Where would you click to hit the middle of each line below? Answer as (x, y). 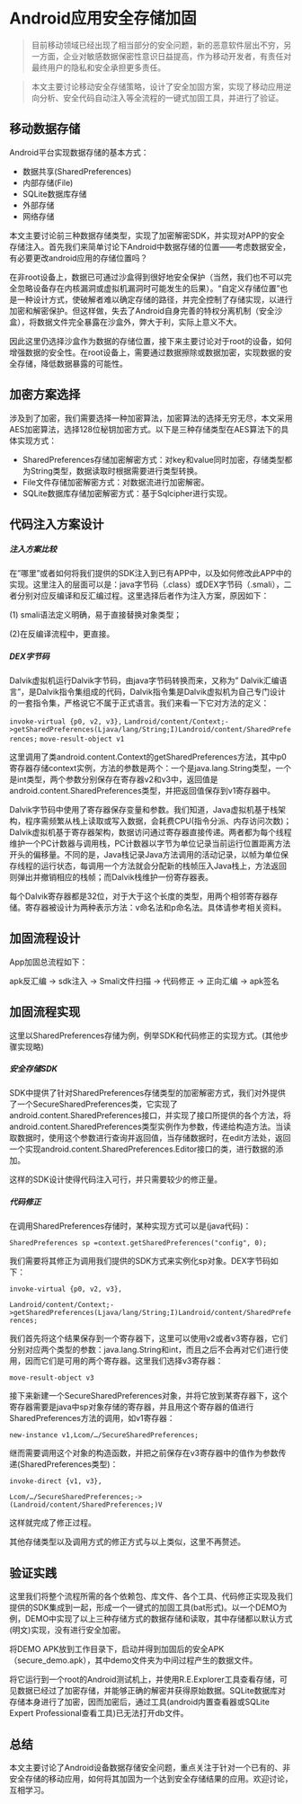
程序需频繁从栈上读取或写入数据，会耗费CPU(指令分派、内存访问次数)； (158, 821)
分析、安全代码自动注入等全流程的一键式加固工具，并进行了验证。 (161, 98)
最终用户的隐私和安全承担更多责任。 (98, 67)
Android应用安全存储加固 (103, 18)
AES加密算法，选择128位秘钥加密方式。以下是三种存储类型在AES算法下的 (145, 429)
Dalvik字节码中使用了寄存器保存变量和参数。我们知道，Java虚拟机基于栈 (144, 809)
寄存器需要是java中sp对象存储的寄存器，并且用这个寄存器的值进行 (132, 1407)
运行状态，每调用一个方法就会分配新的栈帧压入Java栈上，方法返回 (164, 866)
